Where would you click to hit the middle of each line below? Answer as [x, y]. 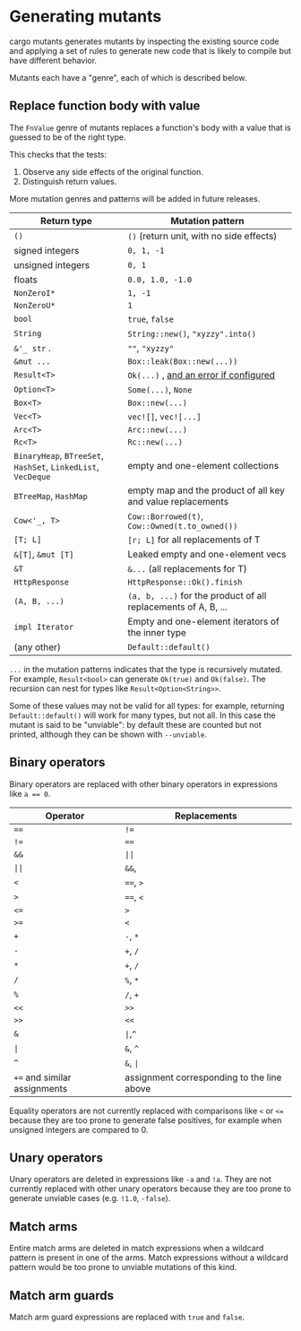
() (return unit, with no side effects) [202, 236]
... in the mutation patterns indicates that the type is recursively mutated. [146, 669]
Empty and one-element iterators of [203, 621]
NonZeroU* [34, 305]
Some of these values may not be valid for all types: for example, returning [147, 705]
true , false [151, 318]
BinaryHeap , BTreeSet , [59, 455]
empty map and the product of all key [206, 490]
